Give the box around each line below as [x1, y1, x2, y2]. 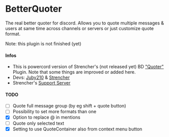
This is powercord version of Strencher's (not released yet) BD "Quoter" [12, 64, 164, 70]
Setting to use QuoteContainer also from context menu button [12, 126, 143, 132]
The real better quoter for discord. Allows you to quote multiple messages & [5, 20, 164, 26]
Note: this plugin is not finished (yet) [5, 40, 81, 46]
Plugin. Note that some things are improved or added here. [12, 69, 136, 75]
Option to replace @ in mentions [12, 114, 80, 120]
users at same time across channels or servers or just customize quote [5, 25, 154, 31]
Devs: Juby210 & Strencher [12, 74, 70, 80]
